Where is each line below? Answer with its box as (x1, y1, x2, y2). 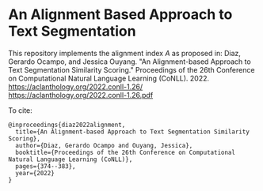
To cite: (8, 105, 33, 115)
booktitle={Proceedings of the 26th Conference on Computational (15, 148, 236, 156)
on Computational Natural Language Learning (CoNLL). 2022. (8, 73, 210, 83)
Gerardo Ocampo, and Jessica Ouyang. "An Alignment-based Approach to (8, 57, 251, 66)
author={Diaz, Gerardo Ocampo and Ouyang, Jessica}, (15, 141, 193, 149)
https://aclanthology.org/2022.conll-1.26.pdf (8, 90, 154, 99)
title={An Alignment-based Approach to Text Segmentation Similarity (15, 128, 250, 136)
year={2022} (15, 169, 55, 177)
